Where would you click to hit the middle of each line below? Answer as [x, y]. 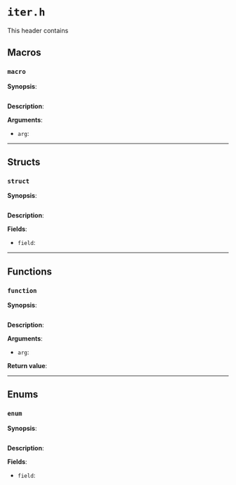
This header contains [38, 30]
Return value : [27, 366]
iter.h [26, 12]
